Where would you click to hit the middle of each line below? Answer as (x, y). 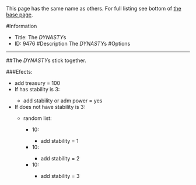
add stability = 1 (60, 141)
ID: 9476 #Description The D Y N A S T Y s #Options (72, 44)
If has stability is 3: (37, 89)
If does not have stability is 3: (50, 107)
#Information (22, 26)
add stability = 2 (60, 158)
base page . (20, 15)
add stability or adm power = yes (63, 101)
